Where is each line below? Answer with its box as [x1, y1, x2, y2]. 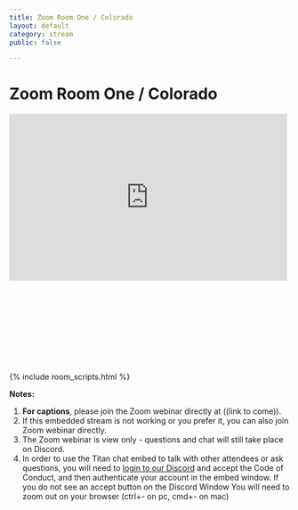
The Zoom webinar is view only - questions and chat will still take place [21, 434, 284, 445]
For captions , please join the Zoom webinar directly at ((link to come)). [21, 406, 282, 417]
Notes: [9, 389, 36, 400]
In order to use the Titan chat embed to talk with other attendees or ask [21, 453, 284, 464]
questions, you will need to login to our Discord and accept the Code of [21, 463, 284, 474]
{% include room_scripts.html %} [9, 371, 131, 383]
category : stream [9, 29, 74, 38]
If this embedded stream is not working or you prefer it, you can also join [21, 416, 289, 426]
